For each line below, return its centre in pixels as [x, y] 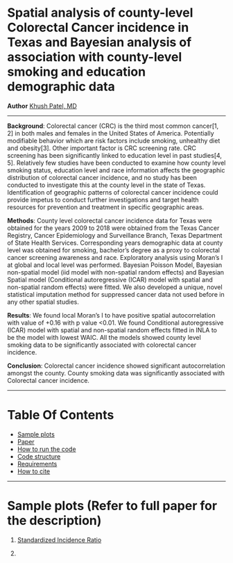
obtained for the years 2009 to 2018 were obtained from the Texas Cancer [113, 228]
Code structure [39, 456]
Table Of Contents [61, 415]
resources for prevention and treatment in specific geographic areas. [106, 207]
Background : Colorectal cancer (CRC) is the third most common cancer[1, [113, 126]
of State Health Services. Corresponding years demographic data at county [115, 243]
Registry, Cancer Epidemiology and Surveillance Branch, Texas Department [115, 235]
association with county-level [95, 57]
